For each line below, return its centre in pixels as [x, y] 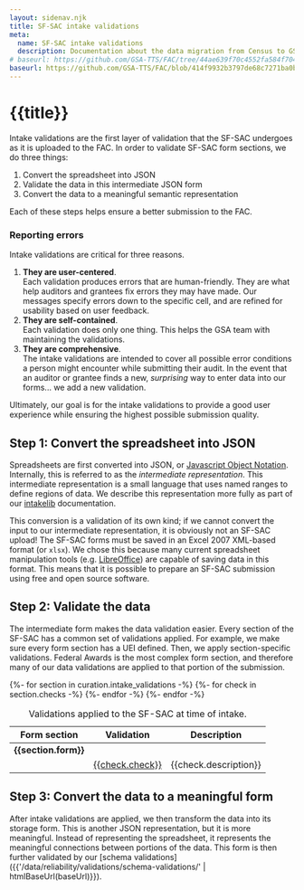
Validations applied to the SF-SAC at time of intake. [138, 714]
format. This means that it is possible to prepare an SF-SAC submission [142, 568]
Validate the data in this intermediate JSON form [113, 184]
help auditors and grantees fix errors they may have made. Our [140, 291]
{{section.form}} [49, 750]
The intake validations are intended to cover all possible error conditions [157, 359]
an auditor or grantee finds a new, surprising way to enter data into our [154, 378]
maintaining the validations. [73, 339]
